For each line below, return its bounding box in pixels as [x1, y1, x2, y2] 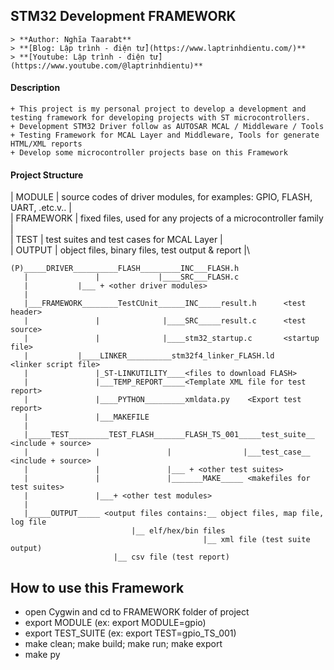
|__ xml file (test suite [202, 535, 311, 545]
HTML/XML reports [10, 139, 83, 149]
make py [24, 649, 61, 661]
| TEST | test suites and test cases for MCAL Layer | [10, 234, 223, 246]
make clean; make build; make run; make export [24, 638, 223, 650]
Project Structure [10, 169, 84, 181]
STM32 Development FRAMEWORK [10, 8, 237, 25]
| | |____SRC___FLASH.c [23, 272, 240, 283]
